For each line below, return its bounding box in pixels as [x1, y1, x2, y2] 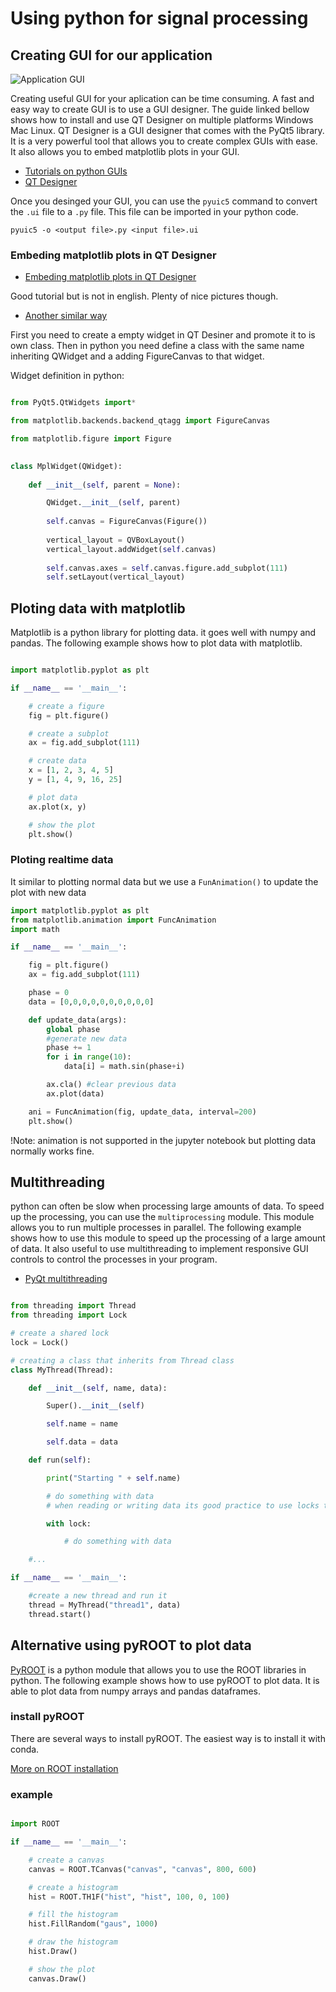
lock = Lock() [10, 1337, 70, 1347]
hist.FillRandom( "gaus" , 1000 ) [28, 1919, 159, 1929]
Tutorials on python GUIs [24, 165, 128, 177]
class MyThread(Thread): [10, 1365, 114, 1375]
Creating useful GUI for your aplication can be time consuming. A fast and [10, 93, 315, 104]
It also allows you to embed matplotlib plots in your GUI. [10, 146, 240, 157]
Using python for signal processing [10, 7, 309, 30]
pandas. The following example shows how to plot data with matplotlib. [10, 637, 303, 649]
